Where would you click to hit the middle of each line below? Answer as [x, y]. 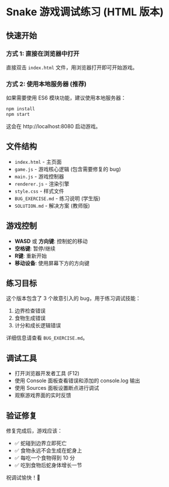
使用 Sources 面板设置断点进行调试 [57, 388]
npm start [18, 115]
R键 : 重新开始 [30, 256]
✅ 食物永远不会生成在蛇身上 [48, 450]
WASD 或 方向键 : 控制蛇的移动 [51, 241]
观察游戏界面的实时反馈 [43, 395]
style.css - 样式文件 [39, 191]
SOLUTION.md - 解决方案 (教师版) [52, 205]
